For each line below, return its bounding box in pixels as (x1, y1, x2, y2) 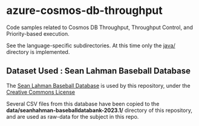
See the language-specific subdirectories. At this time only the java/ (6, 42, 175, 49)
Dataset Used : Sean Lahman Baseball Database (6, 66, 191, 76)
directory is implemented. (6, 48, 70, 55)
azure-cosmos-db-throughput (6, 4, 163, 18)
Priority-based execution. (6, 30, 70, 37)
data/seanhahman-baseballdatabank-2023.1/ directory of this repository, (6, 107, 192, 114)
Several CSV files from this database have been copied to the (6, 100, 160, 107)
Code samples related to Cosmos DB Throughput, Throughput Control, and (6, 24, 194, 31)
